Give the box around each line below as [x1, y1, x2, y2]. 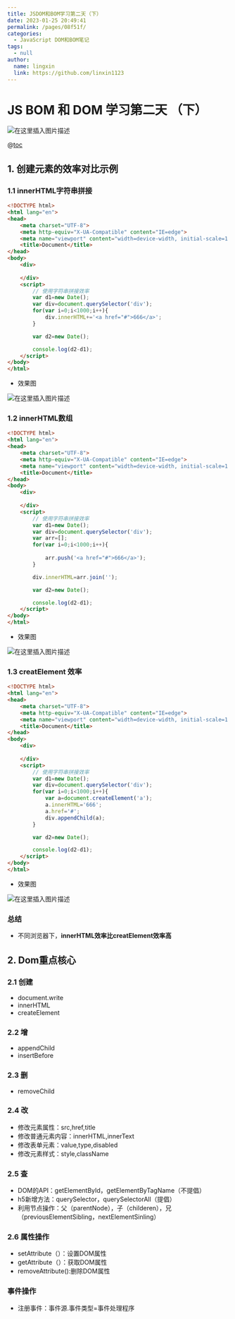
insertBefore [17, 1052, 54, 1060]
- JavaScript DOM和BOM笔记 [13, 37, 90, 44]
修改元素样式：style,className [17, 1149, 109, 1157]
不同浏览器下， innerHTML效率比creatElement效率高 [17, 932, 172, 940]
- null [13, 50, 33, 57]
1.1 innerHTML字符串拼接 [7, 186, 93, 195]
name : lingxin [13, 63, 55, 70]
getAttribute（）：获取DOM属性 [17, 1258, 108, 1267]
